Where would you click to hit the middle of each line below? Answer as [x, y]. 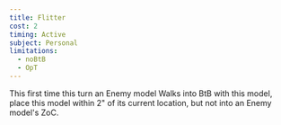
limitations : [34, 51]
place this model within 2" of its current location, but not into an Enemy [140, 103]
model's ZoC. [34, 112]
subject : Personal [44, 43]
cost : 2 [24, 26]
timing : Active [38, 34]
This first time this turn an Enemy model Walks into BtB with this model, [141, 93]
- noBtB [32, 59]
